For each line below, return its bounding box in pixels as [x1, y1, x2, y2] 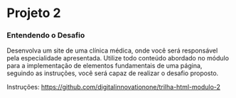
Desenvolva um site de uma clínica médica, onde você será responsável [6, 46, 218, 55]
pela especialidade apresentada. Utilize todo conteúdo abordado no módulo [6, 54, 229, 62]
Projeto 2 [6, 5, 61, 21]
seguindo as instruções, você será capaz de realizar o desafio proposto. [6, 69, 219, 77]
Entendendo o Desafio [6, 31, 85, 40]
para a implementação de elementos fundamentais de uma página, [6, 62, 203, 70]
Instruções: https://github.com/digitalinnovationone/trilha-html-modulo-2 [6, 83, 221, 92]
